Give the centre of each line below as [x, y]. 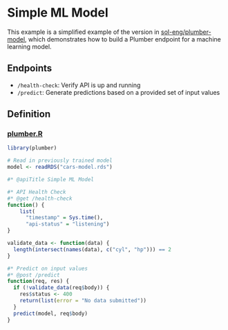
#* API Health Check [37, 192]
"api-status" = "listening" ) [67, 224]
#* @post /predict [34, 275]
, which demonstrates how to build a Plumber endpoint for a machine [123, 39]
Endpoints [30, 68]
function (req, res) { [38, 282]
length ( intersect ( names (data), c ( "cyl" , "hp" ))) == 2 [92, 249]
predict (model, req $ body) [51, 313]
